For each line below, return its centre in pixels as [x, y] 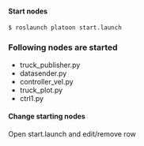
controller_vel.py [46, 81]
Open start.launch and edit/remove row [72, 133]
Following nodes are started [63, 47]
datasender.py [43, 73]
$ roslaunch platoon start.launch [65, 28]
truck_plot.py [41, 90]
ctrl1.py [32, 98]
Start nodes [28, 11]
